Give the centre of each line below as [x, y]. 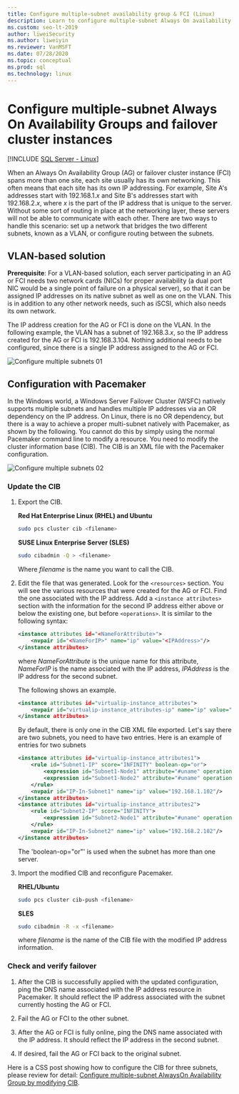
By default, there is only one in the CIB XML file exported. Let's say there [124, 730]
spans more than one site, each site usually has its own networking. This [114, 181]
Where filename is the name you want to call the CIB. [96, 569]
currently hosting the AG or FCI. [65, 1004]
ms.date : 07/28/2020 [38, 54]
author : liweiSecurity [41, 34]
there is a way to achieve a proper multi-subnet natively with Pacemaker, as [118, 424]
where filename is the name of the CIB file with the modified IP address [122, 940]
